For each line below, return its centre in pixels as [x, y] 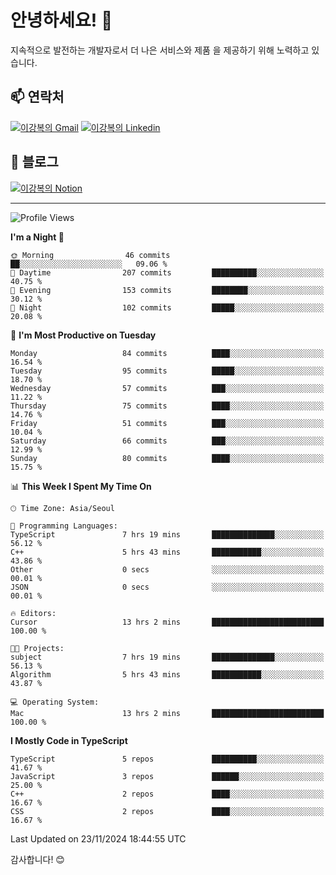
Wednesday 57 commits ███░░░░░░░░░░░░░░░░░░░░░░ [167, 388]
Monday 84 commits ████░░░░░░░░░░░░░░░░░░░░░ [167, 353]
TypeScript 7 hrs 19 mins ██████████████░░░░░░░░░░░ [167, 534]
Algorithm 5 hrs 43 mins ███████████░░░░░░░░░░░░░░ [167, 674]
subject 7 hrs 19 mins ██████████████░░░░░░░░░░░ [167, 657]
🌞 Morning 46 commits [90, 255]
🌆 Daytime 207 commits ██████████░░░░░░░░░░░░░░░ [167, 272]
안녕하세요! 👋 [61, 20]
